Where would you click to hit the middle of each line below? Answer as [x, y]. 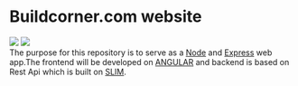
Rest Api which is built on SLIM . [68, 72]
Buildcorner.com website [106, 17]
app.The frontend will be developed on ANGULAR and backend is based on [149, 62]
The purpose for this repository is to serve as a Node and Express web [141, 53]
